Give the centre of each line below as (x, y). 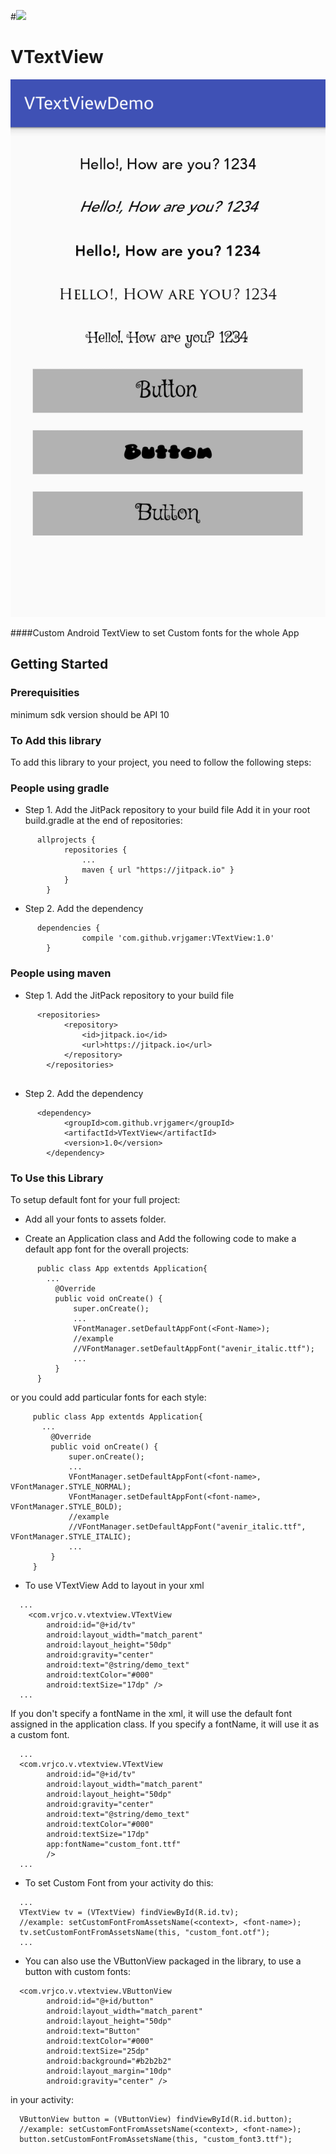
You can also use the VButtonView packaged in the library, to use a (163, 1961)
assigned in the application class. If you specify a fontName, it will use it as (165, 1724)
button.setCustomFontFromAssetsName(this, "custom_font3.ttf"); (156, 2139)
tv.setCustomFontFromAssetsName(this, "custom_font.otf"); (145, 1932)
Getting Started (59, 664)
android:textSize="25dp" (98, 2051)
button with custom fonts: (77, 1971)
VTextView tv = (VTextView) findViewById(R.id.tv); (129, 1912)
